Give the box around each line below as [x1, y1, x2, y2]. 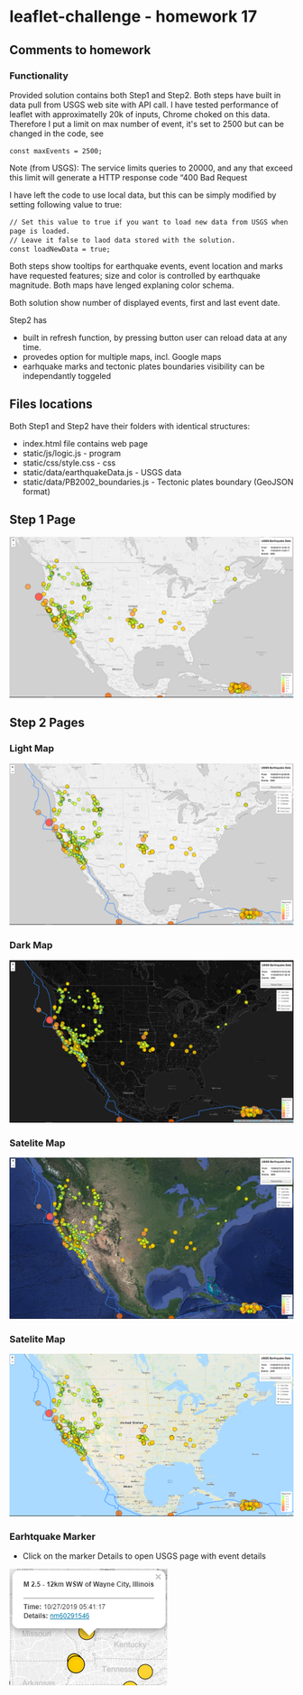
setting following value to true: [9, 198, 123, 209]
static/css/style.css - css [22, 457, 116, 468]
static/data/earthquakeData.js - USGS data [22, 466, 182, 477]
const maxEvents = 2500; [9, 146, 103, 155]
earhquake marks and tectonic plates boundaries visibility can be [22, 361, 265, 372]
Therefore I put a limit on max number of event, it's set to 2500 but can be [9, 118, 284, 129]
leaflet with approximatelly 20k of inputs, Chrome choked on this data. [9, 108, 271, 119]
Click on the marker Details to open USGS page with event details [22, 1550, 266, 1561]
